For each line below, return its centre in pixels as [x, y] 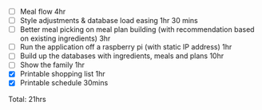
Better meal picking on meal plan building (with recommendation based [137, 29]
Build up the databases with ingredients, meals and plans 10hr [122, 56]
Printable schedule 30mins [64, 83]
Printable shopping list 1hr [62, 74]
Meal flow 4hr [43, 12]
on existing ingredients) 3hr [65, 38]
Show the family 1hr [52, 65]
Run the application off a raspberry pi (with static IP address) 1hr [126, 47]
